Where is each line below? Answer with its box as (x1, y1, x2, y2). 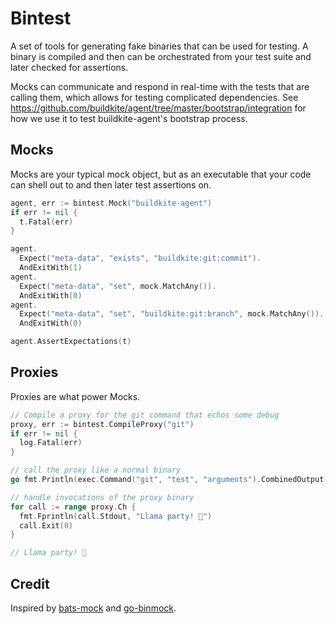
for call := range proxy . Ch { (10, 502, 137, 512)
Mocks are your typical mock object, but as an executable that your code (10, 168, 312, 180)
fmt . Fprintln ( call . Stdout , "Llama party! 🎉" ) (19, 511, 213, 521)
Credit (10, 575, 50, 592)
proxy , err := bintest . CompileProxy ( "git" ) (10, 419, 195, 429)
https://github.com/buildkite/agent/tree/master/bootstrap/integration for (10, 102, 307, 114)
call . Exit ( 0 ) (19, 520, 74, 531)
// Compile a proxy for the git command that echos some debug (10, 410, 280, 420)
